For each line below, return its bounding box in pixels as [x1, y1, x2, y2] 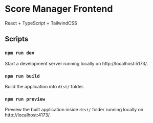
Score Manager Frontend [5, 3, 113, 15]
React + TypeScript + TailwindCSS [5, 20, 78, 26]
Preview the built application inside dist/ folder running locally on [5, 107, 144, 113]
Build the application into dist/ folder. [5, 83, 84, 89]
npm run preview [5, 96, 46, 102]
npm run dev [5, 50, 35, 56]
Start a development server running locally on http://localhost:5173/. [5, 60, 148, 66]
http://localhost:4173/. [5, 112, 51, 118]
